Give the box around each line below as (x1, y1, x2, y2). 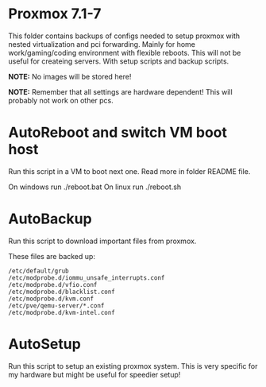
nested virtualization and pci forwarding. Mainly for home (8, 39, 196, 48)
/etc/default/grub (8, 267, 69, 275)
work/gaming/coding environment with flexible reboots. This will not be (8, 48, 241, 57)
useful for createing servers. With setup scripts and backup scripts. (8, 56, 229, 66)
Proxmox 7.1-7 (8, 5, 102, 23)
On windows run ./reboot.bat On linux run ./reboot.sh (8, 182, 182, 192)
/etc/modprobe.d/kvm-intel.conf (8, 308, 115, 316)
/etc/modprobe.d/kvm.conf (8, 295, 94, 303)
